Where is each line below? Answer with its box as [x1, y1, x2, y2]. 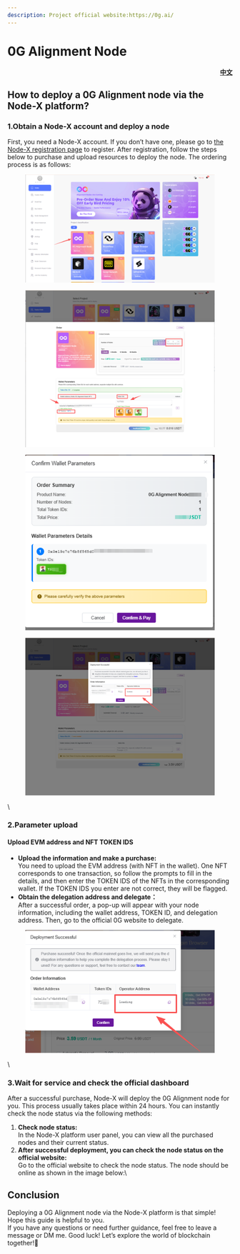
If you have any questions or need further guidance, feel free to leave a [7, 1223, 217, 1232]
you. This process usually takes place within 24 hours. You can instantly [7, 1101, 220, 1110]
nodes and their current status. [17, 1138, 109, 1146]
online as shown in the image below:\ [17, 1168, 127, 1177]
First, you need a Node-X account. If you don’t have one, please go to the [7, 138, 224, 146]
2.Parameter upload [7, 820, 79, 830]
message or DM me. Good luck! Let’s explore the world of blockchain [7, 1230, 211, 1239]
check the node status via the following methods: [7, 1109, 152, 1118]
